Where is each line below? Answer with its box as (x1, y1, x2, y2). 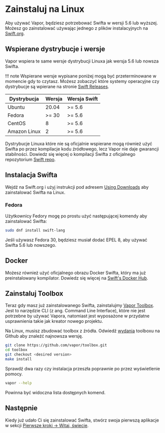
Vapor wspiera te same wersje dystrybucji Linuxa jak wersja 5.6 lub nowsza (5, 58, 159, 64)
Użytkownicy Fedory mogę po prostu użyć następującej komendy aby (5, 213, 147, 219)
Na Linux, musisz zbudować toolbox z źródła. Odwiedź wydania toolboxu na (5, 328, 160, 334)
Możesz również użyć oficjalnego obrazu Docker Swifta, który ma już (5, 270, 146, 276)
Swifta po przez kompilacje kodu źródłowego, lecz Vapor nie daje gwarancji (5, 145, 159, 152)
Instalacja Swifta (5, 171, 58, 179)
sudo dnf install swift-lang (5, 227, 65, 233)
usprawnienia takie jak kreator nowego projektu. (5, 318, 103, 324)
